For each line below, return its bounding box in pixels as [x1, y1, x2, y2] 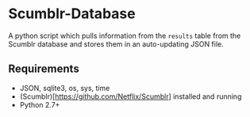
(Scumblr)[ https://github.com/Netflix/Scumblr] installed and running [19, 92, 242, 101]
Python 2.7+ [19, 100, 60, 109]
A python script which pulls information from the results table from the [8, 31, 241, 40]
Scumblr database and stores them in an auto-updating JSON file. [8, 39, 224, 48]
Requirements [8, 62, 79, 76]
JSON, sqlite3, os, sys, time [19, 83, 110, 92]
